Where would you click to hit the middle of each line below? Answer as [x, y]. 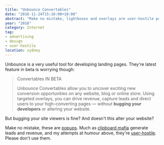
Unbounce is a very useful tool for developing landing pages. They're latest [81, 64]
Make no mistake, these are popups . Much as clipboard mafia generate [77, 127]
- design [14, 41]
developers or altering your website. [54, 109]
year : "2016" [18, 23]
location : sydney [23, 50]
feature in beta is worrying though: [40, 69]
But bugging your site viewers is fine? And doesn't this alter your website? [80, 118]
